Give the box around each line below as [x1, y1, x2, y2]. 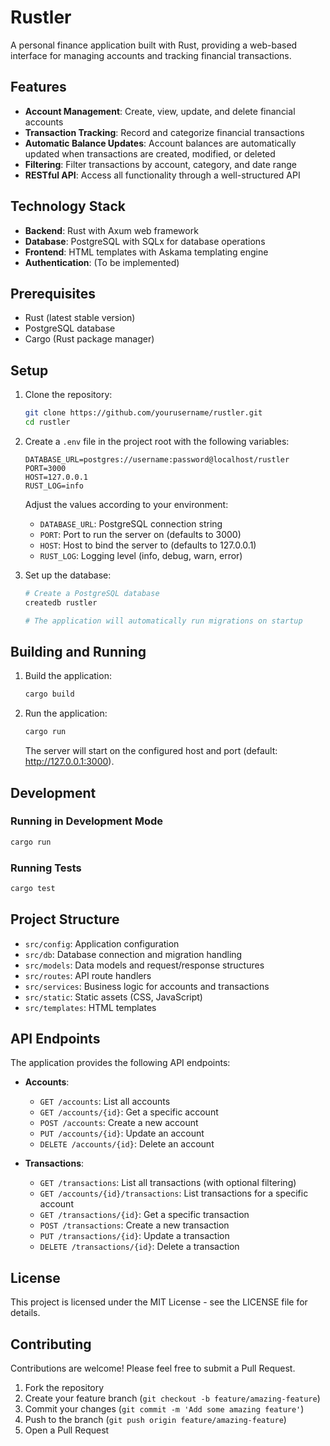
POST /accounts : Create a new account [39, 1117, 199, 1129]
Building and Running [10, 643, 147, 660]
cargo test [10, 883, 56, 893]
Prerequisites [10, 285, 96, 302]
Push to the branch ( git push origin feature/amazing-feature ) [24, 1414, 287, 1426]
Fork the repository [24, 1382, 105, 1394]
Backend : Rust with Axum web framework [24, 224, 199, 236]
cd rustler [24, 417, 71, 428]
